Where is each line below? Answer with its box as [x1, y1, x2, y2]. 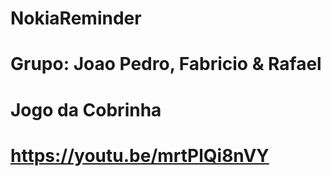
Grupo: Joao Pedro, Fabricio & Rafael [10, 53, 322, 76]
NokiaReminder [10, 7, 142, 30]
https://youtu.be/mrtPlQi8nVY [10, 144, 270, 167]
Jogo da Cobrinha [10, 98, 162, 121]
